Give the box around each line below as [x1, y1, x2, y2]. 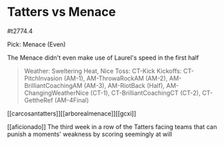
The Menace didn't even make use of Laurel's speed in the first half [7, 53, 199, 62]
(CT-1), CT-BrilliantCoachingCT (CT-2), [90, 89, 201, 97]
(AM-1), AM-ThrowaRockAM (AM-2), [63, 74, 168, 82]
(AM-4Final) [54, 96, 90, 104]
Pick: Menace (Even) [7, 40, 66, 48]
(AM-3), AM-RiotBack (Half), [83, 81, 165, 89]
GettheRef [23, 96, 54, 104]
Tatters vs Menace [7, 4, 116, 20]
